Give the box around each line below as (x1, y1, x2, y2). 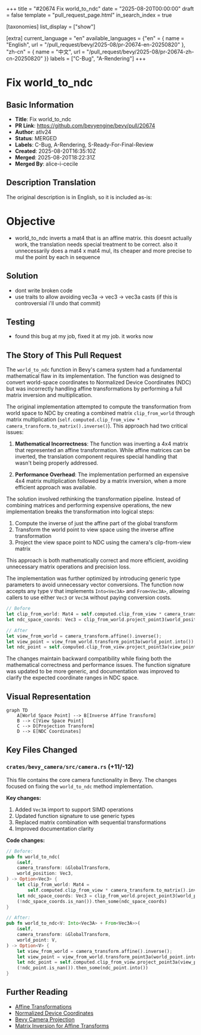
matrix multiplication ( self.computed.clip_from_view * (6, 416, 140, 423)
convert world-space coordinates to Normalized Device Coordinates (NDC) (6, 379, 191, 386)
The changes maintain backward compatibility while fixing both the (6, 655, 172, 662)
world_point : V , (17, 937, 58, 943)
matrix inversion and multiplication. (6, 392, 93, 399)
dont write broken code (14, 287, 73, 294)
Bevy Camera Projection (14, 1016, 75, 1023)
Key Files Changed (6, 745, 78, 755)
